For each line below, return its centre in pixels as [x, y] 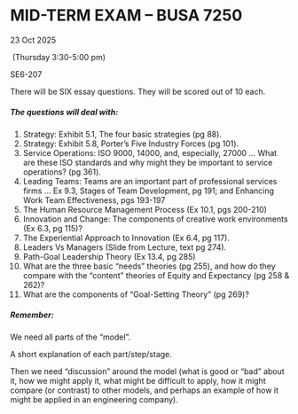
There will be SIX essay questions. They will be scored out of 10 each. [138, 91]
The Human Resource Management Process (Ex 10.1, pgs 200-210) [145, 209]
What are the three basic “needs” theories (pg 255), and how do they [149, 266]
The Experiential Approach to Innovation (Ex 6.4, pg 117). [126, 238]
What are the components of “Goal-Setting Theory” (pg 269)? [136, 294]
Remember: [32, 315]
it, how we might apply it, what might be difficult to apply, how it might [138, 380]
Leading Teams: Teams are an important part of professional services [150, 181]
